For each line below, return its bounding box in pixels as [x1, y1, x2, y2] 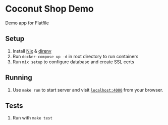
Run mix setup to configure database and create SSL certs [12, 59, 135, 65]
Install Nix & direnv [12, 48, 52, 54]
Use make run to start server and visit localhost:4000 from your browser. [12, 87, 163, 93]
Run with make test [12, 115, 53, 121]
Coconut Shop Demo [5, 3, 94, 15]
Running [5, 73, 33, 82]
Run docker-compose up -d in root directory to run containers [12, 53, 139, 59]
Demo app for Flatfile [5, 20, 49, 26]
